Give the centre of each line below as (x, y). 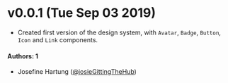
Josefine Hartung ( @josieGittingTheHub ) (77, 72)
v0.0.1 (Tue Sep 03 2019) (82, 13)
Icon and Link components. (57, 39)
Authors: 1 (23, 56)
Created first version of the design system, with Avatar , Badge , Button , (119, 32)
